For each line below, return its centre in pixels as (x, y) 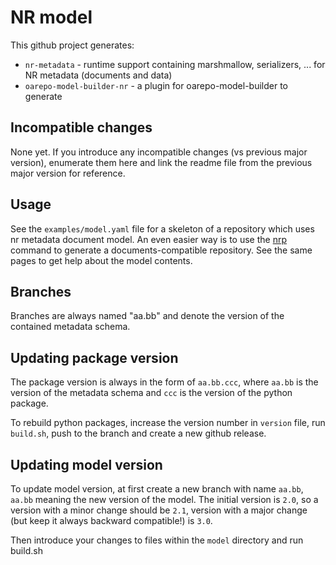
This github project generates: (72, 45)
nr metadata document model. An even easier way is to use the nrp (149, 239)
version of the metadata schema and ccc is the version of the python (151, 393)
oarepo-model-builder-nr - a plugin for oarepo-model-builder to (156, 85)
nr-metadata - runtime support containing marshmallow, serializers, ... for (175, 64)
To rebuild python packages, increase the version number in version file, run (168, 423)
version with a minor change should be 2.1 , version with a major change (159, 510)
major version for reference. (68, 173)
